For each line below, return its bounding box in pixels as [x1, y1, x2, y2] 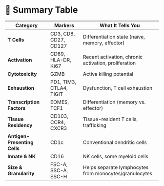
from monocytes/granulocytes [82, 170, 153, 177]
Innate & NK [7, 153, 36, 160]
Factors [7, 104, 26, 111]
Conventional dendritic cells [82, 139, 147, 145]
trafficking [82, 122, 106, 128]
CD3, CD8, [50, 30, 75, 37]
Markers [54, 22, 75, 29]
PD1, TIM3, [50, 78, 77, 85]
